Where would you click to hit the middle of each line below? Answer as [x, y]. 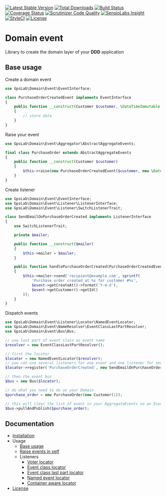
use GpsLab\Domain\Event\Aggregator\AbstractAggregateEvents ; [70, 144]
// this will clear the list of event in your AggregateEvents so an [78, 404]
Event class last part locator [55, 473]
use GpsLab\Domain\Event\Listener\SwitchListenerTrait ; [64, 208]
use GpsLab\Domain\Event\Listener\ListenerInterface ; [62, 203]
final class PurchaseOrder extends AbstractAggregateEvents [68, 153]
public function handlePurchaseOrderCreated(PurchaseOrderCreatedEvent [89, 267]
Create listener [20, 190]
